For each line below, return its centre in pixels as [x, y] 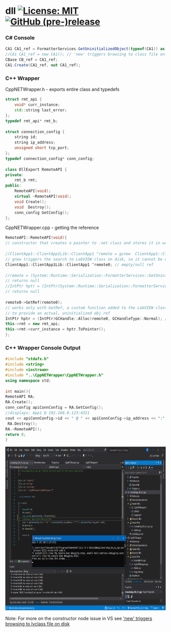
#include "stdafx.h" [27, 359]
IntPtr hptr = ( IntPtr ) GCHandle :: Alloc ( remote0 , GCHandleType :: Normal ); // [87, 319]
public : [13, 186]
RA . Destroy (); [22, 424]
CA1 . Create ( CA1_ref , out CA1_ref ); [43, 65]
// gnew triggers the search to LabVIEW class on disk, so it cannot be [84, 259]
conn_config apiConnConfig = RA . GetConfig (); [54, 408]
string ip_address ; [35, 143]
